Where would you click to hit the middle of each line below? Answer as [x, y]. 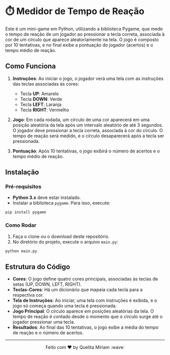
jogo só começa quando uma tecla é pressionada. [65, 306]
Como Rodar [21, 225]
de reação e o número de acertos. [48, 333]
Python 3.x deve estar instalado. [47, 198]
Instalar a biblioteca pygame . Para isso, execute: [61, 203]
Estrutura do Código [38, 267]
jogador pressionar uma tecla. [44, 322]
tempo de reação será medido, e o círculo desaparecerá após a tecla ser [88, 136]
